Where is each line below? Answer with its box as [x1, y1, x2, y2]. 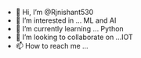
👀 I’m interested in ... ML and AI [15, 16, 117, 25]
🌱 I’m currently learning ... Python [15, 24, 124, 33]
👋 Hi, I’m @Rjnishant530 [15, 8, 94, 16]
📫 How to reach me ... [15, 42, 89, 50]
